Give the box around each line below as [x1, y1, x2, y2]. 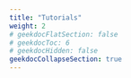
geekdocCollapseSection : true [9, 55, 123, 64]
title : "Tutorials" [9, 13, 83, 22]
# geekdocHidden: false [9, 47, 99, 56]
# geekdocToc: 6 [9, 38, 70, 48]
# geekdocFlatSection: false [9, 30, 118, 39]
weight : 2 [9, 22, 47, 30]
